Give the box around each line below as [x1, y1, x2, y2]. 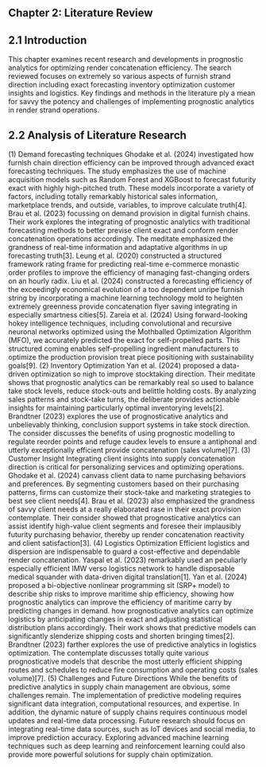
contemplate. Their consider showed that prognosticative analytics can [8, 513, 241, 523]
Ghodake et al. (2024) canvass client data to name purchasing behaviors [8, 471, 246, 481]
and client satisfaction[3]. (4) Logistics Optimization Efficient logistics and [8, 539, 250, 548]
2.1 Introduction [8, 33, 87, 47]
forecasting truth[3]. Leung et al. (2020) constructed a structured [8, 251, 222, 261]
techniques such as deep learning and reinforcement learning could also [8, 742, 246, 751]
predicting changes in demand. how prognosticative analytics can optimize [8, 606, 254, 616]
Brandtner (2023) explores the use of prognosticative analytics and [8, 411, 229, 421]
